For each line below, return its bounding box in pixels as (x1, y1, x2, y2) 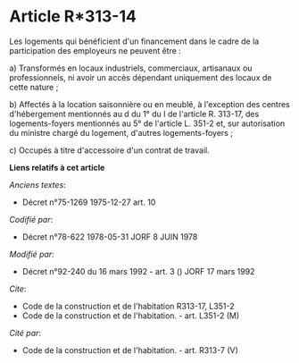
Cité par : (9, 327, 42, 338)
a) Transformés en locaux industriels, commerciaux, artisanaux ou (9, 63, 253, 73)
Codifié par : (9, 214, 54, 224)
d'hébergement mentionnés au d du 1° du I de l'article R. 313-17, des (9, 108, 260, 119)
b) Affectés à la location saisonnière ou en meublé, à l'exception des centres (9, 98, 290, 109)
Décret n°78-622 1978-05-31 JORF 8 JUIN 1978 (21, 231, 198, 242)
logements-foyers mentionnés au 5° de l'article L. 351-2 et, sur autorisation (9, 118, 286, 129)
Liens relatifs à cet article (9, 162, 105, 173)
